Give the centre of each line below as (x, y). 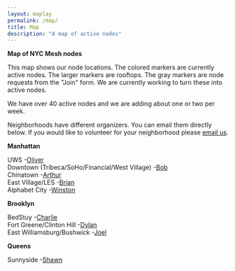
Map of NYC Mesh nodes (45, 54)
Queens (19, 246)
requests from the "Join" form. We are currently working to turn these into (115, 83)
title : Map (23, 27)
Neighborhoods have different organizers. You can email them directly (110, 125)
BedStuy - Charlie (33, 217)
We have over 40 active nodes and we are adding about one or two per (111, 104)
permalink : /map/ (33, 21)
